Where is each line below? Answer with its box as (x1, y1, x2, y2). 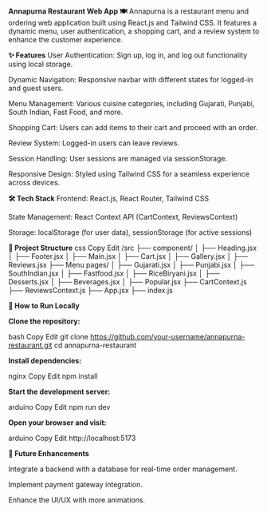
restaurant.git (8, 340, 53, 350)
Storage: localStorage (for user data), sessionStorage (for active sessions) (8, 228, 253, 237)
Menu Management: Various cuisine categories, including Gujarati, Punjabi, (8, 99, 255, 108)
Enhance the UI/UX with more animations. (8, 495, 146, 505)
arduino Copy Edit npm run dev (8, 403, 111, 411)
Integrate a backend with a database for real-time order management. (8, 464, 238, 474)
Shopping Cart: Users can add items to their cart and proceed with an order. (8, 123, 258, 132)
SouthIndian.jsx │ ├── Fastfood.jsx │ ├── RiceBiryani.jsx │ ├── (8, 268, 221, 278)
